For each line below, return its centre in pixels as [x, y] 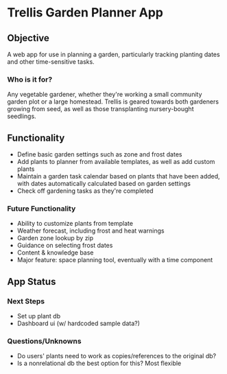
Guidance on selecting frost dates [65, 246]
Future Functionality [41, 209]
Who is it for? [30, 79]
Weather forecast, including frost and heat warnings [91, 231]
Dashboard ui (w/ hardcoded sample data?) [79, 323]
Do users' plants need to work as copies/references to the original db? [117, 356]
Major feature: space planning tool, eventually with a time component [115, 260]
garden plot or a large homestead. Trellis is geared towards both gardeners [113, 102]
